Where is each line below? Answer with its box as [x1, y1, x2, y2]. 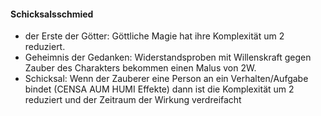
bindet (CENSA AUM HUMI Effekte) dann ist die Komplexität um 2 [24, 83, 295, 95]
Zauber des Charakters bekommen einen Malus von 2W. [24, 62, 257, 74]
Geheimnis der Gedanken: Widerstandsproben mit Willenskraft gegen [24, 51, 312, 64]
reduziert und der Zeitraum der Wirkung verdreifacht [24, 94, 242, 106]
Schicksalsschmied [10, 8, 94, 20]
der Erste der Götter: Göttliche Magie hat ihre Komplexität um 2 [24, 30, 285, 42]
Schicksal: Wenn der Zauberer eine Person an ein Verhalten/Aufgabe [24, 73, 309, 85]
